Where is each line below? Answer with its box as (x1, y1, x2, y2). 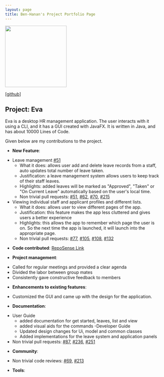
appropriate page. (19, 231, 56, 236)
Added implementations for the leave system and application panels (19, 334, 157, 340)
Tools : (12, 367, 26, 374)
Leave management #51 (12, 157, 61, 163)
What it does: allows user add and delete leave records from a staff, (19, 163, 157, 169)
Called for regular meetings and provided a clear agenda (12, 264, 127, 270)
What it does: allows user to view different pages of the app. (19, 204, 142, 210)
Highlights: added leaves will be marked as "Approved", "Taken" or (19, 183, 155, 189)
